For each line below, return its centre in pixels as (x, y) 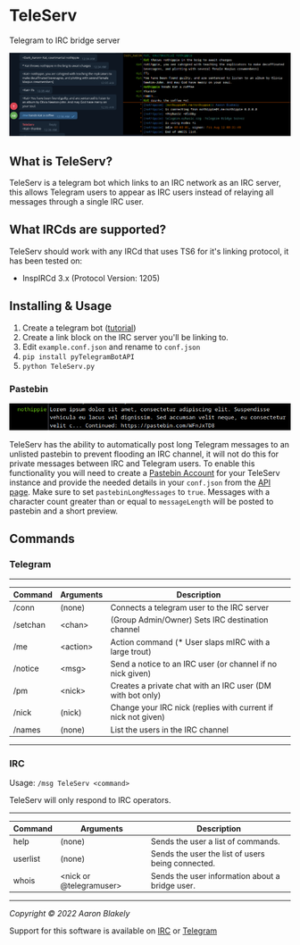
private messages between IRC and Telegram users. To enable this (132, 463)
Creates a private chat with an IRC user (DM (191, 686)
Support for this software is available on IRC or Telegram (113, 931)
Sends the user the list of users (208, 854)
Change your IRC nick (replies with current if (192, 707)
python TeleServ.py (58, 366)
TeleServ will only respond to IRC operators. (90, 800)
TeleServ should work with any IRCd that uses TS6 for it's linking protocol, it (149, 251)
